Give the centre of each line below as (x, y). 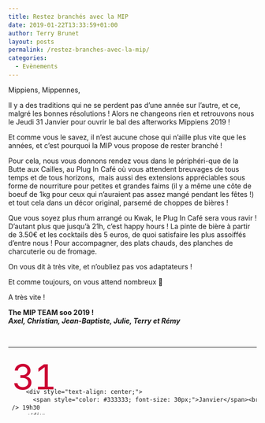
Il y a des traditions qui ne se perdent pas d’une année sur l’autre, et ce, (124, 105)
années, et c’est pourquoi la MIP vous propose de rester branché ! (116, 145)
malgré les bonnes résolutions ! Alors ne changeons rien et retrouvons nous (131, 113)
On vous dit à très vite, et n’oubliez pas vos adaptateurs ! (100, 266)
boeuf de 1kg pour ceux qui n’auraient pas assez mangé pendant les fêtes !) (131, 194)
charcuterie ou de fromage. (52, 251)
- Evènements (37, 67)
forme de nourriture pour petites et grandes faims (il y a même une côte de (130, 186)
